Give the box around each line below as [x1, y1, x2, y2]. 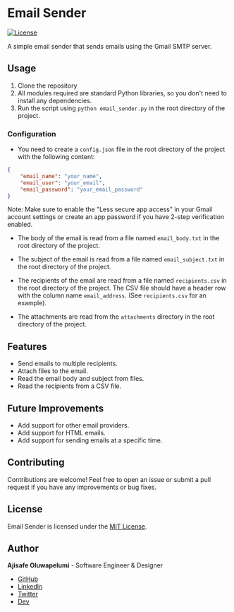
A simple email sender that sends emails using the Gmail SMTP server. [7, 42, 212, 50]
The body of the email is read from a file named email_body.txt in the [17, 234, 220, 242]
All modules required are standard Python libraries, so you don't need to [17, 88, 227, 97]
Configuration [7, 129, 56, 139]
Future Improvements [7, 402, 104, 414]
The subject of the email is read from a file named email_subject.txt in [17, 255, 225, 264]
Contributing [7, 457, 65, 469]
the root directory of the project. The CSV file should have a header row [17, 284, 226, 293]
